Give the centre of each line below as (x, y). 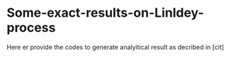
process (31, 28)
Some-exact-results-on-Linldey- (105, 13)
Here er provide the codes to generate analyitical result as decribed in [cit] (115, 47)
